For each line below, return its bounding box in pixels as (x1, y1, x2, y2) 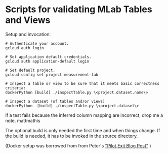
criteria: (5, 85, 26, 90)
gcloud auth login (5, 45, 44, 50)
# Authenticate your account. (5, 41, 69, 46)
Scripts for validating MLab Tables (5, 4, 153, 15)
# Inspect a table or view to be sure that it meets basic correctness (5, 81, 159, 86)
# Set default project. (5, 68, 56, 73)
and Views (5, 14, 51, 26)
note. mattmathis (5, 117, 40, 124)
